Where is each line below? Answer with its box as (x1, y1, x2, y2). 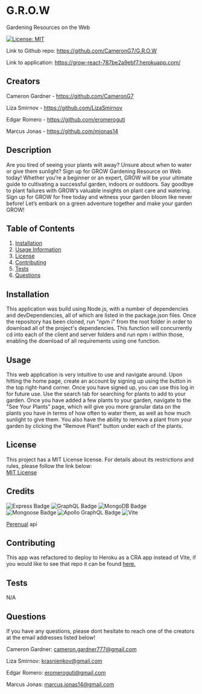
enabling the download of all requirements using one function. (6, 337, 161, 345)
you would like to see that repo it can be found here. (6, 560, 136, 568)
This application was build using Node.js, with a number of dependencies (6, 305, 189, 313)
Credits (6, 486, 35, 496)
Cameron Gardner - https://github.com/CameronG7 (6, 92, 134, 100)
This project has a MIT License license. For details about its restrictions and (6, 456, 194, 463)
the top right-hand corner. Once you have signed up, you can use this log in (6, 384, 195, 391)
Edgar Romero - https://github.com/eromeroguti (6, 115, 125, 123)
